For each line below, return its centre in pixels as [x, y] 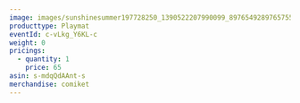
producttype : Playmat [50, 26]
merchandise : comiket [50, 84]
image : [21, 17]
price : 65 [44, 68]
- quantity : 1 [43, 59]
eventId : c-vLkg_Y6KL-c [54, 34]
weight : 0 [28, 43]
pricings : [28, 51]
